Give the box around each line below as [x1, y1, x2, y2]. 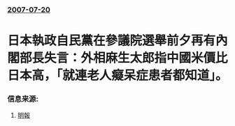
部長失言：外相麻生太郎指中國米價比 [20, 50, 229, 66]
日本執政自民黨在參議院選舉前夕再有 [7, 33, 216, 49]
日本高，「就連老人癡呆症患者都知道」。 [7, 68, 229, 84]
